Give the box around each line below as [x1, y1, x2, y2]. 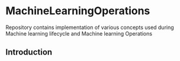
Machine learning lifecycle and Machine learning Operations [5, 30, 152, 37]
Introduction [5, 47, 53, 57]
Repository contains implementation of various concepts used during [5, 24, 174, 31]
